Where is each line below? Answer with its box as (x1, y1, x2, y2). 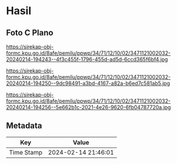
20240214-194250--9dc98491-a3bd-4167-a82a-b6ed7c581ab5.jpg (6, 80, 171, 87)
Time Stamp (9, 148, 43, 156)
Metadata (6, 121, 42, 131)
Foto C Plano (6, 28, 54, 38)
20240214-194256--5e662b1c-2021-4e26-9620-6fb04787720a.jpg (6, 104, 171, 110)
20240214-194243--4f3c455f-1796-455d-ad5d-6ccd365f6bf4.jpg (6, 56, 168, 63)
